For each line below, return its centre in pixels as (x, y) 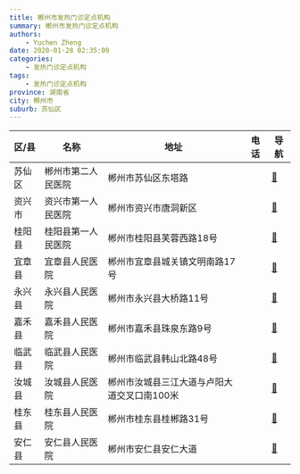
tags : (19, 76)
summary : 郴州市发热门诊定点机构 (64, 26)
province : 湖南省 (39, 92)
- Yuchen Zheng (54, 42)
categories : (31, 59)
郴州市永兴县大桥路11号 (158, 298)
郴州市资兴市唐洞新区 (153, 208)
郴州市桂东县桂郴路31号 (158, 419)
